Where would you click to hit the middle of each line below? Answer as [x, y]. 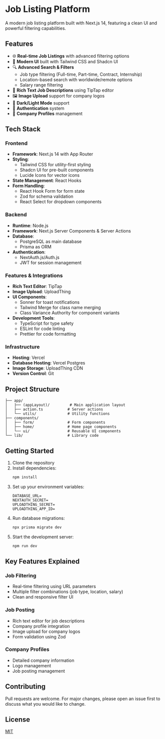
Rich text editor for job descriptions [48, 620]
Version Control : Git [33, 373]
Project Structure [32, 389]
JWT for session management [51, 262]
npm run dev [25, 546]
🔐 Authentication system [38, 108]
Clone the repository [33, 463]
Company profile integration [41, 626]
